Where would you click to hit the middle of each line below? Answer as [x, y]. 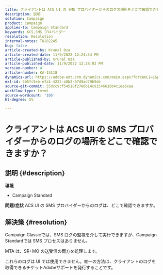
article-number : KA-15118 [31, 73]
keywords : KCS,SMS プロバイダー [35, 32]
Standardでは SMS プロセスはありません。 [48, 241]
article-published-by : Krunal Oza [40, 59]
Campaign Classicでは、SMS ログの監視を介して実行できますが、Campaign [81, 235]
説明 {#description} [35, 173]
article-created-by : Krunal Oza [38, 50]
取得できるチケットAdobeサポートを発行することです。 [60, 267]
